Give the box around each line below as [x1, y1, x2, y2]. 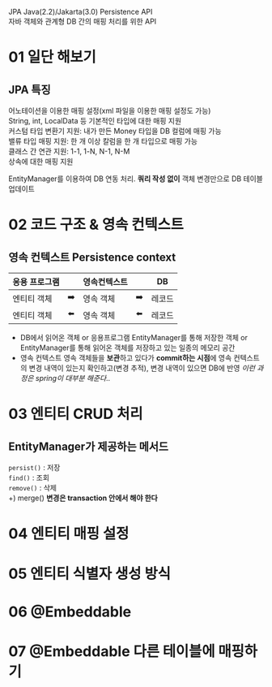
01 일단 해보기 [8, 48, 97, 67]
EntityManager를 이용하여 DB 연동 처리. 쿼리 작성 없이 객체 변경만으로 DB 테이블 [8, 174, 263, 184]
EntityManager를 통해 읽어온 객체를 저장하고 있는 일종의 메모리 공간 [19, 343, 236, 352]
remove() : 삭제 [8, 483, 57, 492]
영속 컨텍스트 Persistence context [8, 250, 176, 264]
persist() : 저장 [8, 463, 61, 472]
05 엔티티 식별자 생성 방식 [8, 564, 172, 583]
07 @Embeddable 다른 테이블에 [8, 642, 215, 660]
